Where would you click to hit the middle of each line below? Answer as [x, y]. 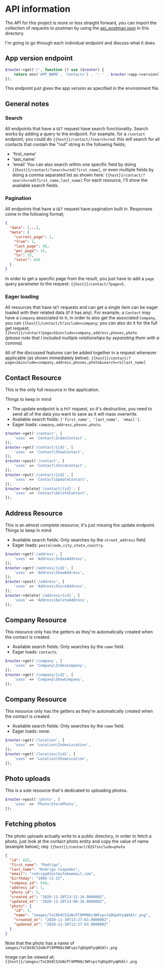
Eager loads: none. [31, 731]
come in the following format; [35, 214]
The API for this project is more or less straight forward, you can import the [81, 23]
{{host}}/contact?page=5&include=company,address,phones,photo [71, 333]
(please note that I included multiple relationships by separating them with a [82, 338]
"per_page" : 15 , [31, 251]
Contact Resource [33, 378]
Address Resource [34, 513]
